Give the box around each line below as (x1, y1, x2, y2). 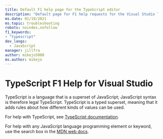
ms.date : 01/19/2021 (5, 16, 47, 21)
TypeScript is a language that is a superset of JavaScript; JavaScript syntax (5, 94, 157, 100)
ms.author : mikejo (5, 57, 42, 62)
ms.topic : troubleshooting (5, 20, 60, 26)
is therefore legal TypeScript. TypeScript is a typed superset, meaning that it (5, 99, 158, 105)
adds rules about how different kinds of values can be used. (5, 104, 125, 110)
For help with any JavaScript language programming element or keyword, (5, 123, 152, 129)
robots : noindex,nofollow (5, 25, 57, 30)
